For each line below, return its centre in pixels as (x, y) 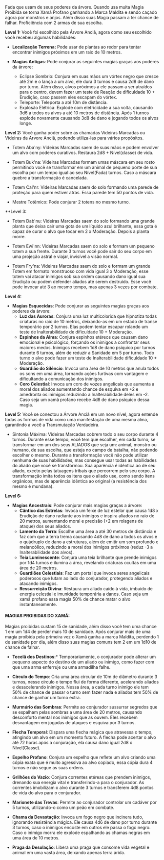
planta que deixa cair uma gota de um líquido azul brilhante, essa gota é (84, 226)
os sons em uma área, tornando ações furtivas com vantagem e (83, 374)
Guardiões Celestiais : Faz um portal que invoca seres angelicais (84, 573)
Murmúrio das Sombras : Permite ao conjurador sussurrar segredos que (85, 707)
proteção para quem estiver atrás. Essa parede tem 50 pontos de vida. (83, 192)
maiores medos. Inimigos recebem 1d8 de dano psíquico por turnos (87, 347)
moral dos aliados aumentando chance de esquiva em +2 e (79, 389)
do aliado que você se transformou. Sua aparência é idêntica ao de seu (84, 466)
